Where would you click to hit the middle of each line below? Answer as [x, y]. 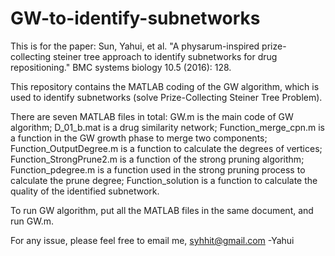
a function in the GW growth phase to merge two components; [139, 138]
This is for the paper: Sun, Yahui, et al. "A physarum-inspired [135, 46]
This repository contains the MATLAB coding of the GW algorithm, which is [165, 86]
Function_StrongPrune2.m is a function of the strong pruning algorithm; [157, 159]
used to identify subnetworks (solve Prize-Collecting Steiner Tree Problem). [166, 97]
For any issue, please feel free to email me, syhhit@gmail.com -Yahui [152, 240]
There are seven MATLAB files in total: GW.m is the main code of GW [152, 116]
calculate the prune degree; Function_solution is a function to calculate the [164, 180]
